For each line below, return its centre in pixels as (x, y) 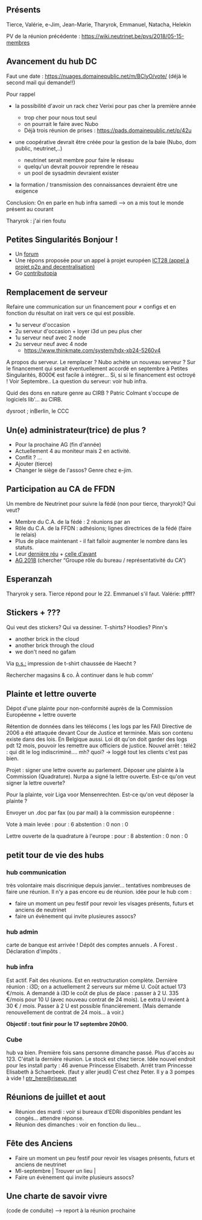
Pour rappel (21, 94)
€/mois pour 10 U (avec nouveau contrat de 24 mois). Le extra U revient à (98, 999)
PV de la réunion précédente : (43, 36)
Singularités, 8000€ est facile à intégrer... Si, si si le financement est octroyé (101, 375)
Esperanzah (29, 579)
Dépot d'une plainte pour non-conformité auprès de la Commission (90, 708)
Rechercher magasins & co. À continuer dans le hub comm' (80, 675)
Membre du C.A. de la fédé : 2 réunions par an (73, 521)
